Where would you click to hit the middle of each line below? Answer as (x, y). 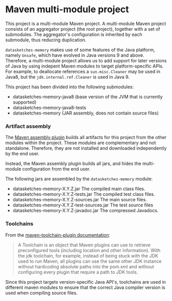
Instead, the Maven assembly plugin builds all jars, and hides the (73, 164)
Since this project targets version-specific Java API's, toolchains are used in (86, 282)
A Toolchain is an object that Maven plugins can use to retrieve (84, 245)
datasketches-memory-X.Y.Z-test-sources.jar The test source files (83, 205)
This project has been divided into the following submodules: (70, 87)
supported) (25, 102)
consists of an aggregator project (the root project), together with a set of (83, 29)
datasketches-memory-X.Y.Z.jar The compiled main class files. (79, 189)
